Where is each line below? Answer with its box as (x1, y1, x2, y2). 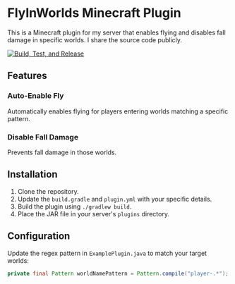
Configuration (7, 230, 71, 242)
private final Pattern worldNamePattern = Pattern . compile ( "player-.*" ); (7, 270, 229, 277)
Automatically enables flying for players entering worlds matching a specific (7, 107, 229, 116)
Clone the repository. (17, 187, 79, 195)
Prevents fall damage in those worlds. (7, 148, 117, 156)
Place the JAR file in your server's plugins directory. (17, 209, 169, 218)
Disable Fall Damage (7, 132, 79, 142)
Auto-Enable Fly (7, 91, 64, 101)
